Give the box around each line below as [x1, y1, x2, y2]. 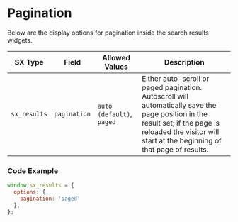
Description [164, 57, 205, 67]
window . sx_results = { [7, 182, 74, 189]
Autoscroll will [141, 91, 189, 101]
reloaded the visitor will [141, 126, 220, 136]
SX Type [14, 57, 44, 67]
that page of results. [141, 144, 209, 154]
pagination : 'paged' [20, 195, 81, 202]
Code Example [7, 165, 59, 175]
